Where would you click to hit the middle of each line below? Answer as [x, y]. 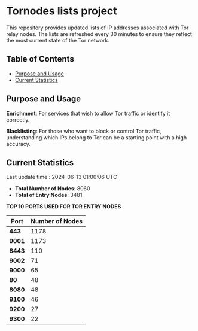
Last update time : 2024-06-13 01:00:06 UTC [62, 177]
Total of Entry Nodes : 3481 [48, 195]
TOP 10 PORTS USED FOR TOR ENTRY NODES [64, 207]
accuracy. [19, 144]
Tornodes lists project [62, 11]
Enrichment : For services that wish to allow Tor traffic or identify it [88, 113]
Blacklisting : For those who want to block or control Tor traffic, [84, 131]
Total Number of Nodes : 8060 [53, 189]
